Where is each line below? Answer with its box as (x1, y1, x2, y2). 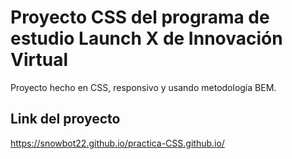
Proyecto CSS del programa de (10, 6, 270, 29)
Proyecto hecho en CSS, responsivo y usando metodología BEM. (10, 81, 277, 93)
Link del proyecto (10, 111, 121, 128)
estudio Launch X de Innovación (10, 27, 283, 50)
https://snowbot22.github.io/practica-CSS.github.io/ (10, 137, 225, 149)
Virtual (10, 49, 68, 71)
